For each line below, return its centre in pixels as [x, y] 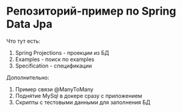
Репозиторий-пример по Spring [91, 11]
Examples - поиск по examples [55, 59]
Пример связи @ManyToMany [54, 89]
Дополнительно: [28, 77]
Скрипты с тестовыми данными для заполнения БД [83, 102]
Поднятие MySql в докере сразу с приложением [78, 96]
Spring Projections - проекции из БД [62, 52]
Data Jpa [30, 24]
